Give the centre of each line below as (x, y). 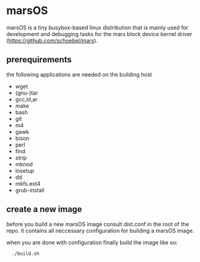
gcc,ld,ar (26, 99)
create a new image (44, 209)
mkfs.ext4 (28, 183)
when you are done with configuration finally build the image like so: (92, 242)
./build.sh (26, 253)
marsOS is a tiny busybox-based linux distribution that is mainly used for (97, 27)
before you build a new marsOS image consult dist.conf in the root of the (98, 224)
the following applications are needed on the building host (79, 75)
